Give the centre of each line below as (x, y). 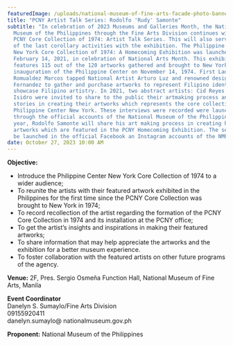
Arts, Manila (24, 285)
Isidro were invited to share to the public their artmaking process (116, 98)
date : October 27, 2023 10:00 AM (55, 143)
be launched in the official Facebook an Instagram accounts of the (114, 136)
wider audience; (40, 183)
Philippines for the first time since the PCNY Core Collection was (110, 198)
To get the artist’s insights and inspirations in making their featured (112, 228)
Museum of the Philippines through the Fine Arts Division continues (116, 33)
